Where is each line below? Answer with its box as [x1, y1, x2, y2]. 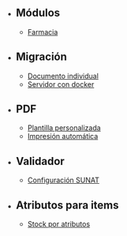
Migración [15, 51, 67, 64]
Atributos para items [15, 198, 120, 212]
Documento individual [27, 71, 99, 81]
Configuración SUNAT [27, 175, 100, 185]
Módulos [15, 6, 61, 20]
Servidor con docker [27, 79, 95, 89]
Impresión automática [27, 132, 99, 141]
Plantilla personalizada [27, 123, 101, 133]
